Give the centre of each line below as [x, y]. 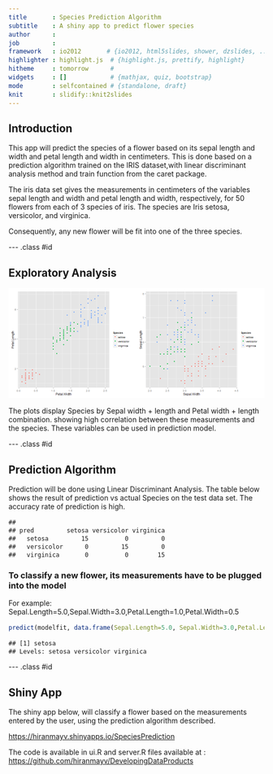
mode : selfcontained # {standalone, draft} [97, 85]
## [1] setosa [32, 644]
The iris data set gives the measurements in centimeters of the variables [129, 190]
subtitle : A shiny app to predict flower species [102, 26]
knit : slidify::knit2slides [70, 94]
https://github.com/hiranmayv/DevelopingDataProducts [101, 760]
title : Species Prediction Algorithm [85, 17]
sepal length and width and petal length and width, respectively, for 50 [127, 199]
